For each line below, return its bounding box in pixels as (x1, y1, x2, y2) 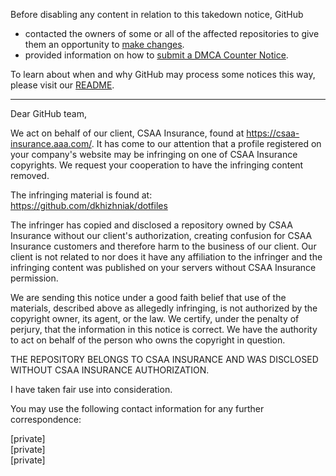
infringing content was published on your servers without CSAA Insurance (10, 262, 317, 273)
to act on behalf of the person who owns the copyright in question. (10, 334, 286, 346)
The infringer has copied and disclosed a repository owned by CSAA (10, 219, 293, 231)
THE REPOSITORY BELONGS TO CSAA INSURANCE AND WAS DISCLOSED (10, 354, 319, 365)
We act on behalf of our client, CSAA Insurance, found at (10, 127, 245, 139)
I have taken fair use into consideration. (10, 384, 173, 395)
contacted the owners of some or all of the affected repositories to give (24, 28, 320, 39)
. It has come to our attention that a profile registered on (91, 138, 322, 149)
